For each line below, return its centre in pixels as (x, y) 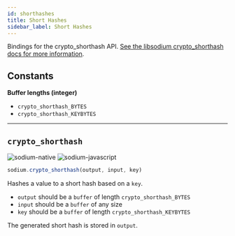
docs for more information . (46, 54)
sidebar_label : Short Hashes (50, 27)
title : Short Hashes (37, 20)
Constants (30, 76)
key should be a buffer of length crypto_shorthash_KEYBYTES (104, 212)
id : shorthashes (31, 14)
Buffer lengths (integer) (42, 93)
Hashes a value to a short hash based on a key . (75, 183)
